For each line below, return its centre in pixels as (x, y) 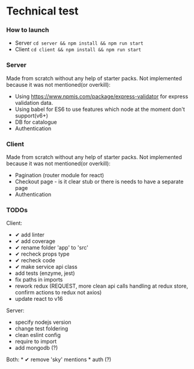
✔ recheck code (35, 260)
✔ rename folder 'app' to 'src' (52, 248)
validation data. (34, 102)
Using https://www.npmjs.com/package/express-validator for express (102, 96)
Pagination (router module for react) (59, 175)
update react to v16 (39, 299)
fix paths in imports (39, 280)
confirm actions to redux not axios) (58, 292)
